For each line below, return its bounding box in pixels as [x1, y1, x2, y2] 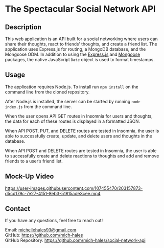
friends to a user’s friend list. [5, 158, 63, 164]
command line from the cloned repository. [5, 89, 90, 95]
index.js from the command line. [5, 104, 72, 110]
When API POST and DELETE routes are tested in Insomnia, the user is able [5, 148, 157, 154]
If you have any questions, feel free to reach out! [5, 218, 103, 224]
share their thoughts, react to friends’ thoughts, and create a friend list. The [5, 41, 158, 47]
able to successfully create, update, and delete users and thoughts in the [5, 133, 153, 139]
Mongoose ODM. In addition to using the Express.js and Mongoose [5, 51, 141, 57]
